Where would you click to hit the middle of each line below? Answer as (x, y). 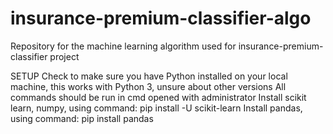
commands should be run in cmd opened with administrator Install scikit (158, 97)
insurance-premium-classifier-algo (161, 18)
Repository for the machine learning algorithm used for (123, 46)
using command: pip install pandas (82, 118)
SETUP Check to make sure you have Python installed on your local (149, 76)
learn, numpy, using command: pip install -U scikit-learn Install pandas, (156, 108)
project (64, 56)
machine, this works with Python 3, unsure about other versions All (148, 86)
